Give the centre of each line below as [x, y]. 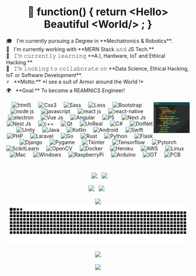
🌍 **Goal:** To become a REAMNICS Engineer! [66, 90]
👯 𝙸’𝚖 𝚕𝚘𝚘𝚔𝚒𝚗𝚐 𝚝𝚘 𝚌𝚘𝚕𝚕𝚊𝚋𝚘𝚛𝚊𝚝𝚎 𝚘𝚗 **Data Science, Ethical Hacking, [97, 68]
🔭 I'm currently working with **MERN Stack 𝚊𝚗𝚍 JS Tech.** [80, 49]
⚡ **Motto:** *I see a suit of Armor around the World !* [75, 82]
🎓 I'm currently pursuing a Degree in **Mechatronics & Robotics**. [90, 41]
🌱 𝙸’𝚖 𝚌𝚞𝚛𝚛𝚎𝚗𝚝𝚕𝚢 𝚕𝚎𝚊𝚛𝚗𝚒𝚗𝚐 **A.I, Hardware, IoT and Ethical [86, 55]
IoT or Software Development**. [44, 75]
